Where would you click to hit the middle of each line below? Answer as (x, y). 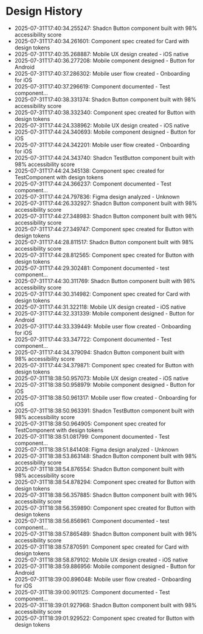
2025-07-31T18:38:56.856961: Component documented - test (92, 521)
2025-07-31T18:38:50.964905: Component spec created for (90, 423)
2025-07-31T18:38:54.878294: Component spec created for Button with (105, 482)
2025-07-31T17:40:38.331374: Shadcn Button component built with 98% (105, 99)
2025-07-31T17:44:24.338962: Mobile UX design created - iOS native (102, 125)
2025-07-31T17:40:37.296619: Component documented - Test (92, 86)
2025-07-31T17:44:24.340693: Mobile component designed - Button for (105, 132)
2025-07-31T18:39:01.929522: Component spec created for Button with (105, 618)
